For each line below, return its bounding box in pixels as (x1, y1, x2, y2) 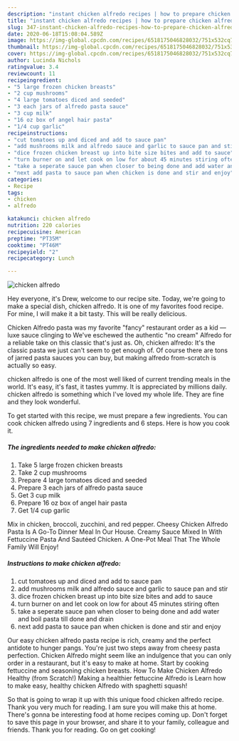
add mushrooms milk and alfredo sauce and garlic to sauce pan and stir (17, 584, 228, 593)
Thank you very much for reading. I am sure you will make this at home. (7, 703, 217, 712)
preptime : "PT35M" (7, 235, 62, 242)
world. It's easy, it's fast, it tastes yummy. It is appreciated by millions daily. (7, 382, 228, 391)
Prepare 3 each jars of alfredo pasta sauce (17, 483, 144, 492)
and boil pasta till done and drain (17, 615, 114, 624)
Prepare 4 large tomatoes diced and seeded (17, 476, 147, 485)
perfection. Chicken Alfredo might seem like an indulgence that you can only (7, 651, 232, 660)
